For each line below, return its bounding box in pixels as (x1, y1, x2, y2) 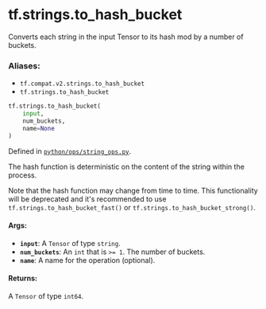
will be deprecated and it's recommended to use (8, 194, 167, 204)
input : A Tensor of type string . (19, 238, 121, 248)
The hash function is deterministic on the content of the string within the (8, 162, 245, 171)
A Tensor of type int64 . (8, 291, 84, 301)
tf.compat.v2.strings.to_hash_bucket (19, 80, 145, 88)
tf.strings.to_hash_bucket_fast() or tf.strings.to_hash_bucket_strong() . (8, 202, 256, 212)
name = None (22, 124, 56, 132)
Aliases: (8, 60, 41, 71)
